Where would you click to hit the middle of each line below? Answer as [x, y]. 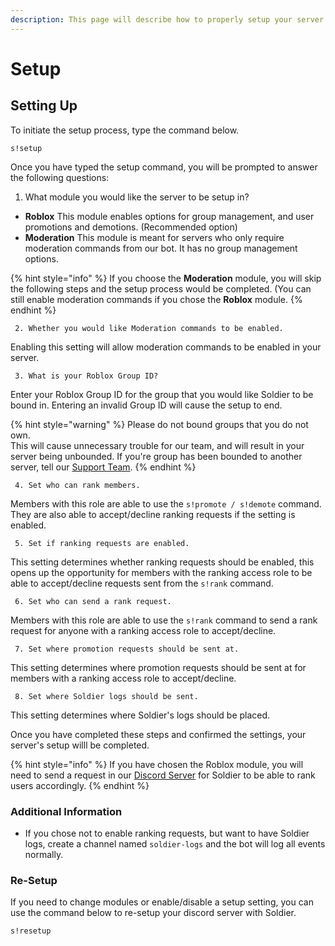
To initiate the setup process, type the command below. [125, 130]
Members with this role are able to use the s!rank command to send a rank [164, 620]
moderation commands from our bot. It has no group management [161, 248]
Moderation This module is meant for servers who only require [154, 237]
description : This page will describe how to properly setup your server [167, 19]
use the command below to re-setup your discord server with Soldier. [153, 913]
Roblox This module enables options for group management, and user [169, 216]
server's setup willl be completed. [80, 745]
